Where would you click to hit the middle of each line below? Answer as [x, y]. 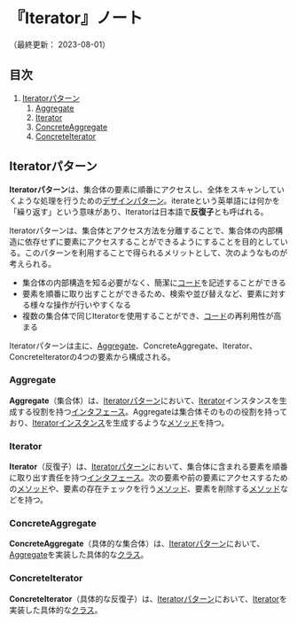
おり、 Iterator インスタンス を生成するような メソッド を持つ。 [119, 423]
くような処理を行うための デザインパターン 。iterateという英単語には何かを [145, 200]
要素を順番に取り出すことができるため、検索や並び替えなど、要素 [142, 293]
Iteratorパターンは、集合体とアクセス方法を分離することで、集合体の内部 [142, 230]
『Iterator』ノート [76, 18]
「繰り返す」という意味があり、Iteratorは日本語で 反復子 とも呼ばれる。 [139, 211]
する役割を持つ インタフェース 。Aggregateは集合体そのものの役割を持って [152, 411]
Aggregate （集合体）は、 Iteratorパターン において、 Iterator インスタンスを [145, 401]
